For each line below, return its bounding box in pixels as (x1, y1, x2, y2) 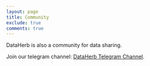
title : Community (6, 14, 49, 20)
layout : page (6, 8, 39, 15)
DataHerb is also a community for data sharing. (6, 42, 122, 49)
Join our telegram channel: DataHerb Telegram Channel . (6, 53, 145, 60)
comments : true (6, 25, 44, 32)
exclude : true (6, 20, 42, 26)
